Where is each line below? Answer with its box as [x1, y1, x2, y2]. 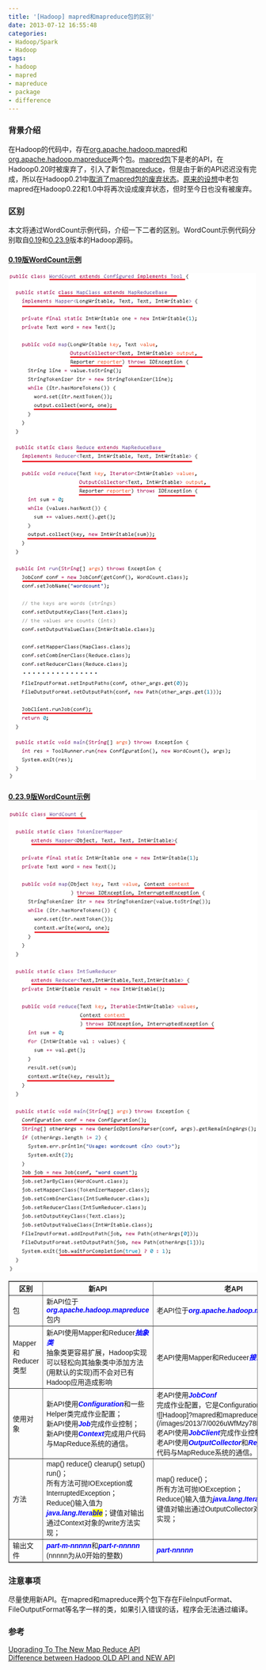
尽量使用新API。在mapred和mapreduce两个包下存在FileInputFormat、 [8, 1595, 237, 1604]
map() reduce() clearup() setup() [46, 1459, 146, 1469]
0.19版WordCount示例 [8, 254, 82, 264]
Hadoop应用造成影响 [46, 1378, 112, 1387]
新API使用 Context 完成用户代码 [46, 1429, 146, 1438]
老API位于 [156, 1307, 189, 1315]
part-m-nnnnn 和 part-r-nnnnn [46, 1541, 140, 1550]
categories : [8, 29, 47, 37]
